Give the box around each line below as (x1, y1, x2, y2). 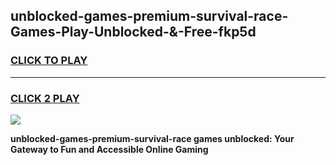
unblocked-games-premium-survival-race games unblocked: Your (10, 132, 295, 144)
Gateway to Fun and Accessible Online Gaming (10, 143, 209, 155)
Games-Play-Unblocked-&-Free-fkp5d (10, 24, 257, 41)
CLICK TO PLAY (10, 54, 88, 68)
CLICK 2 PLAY (10, 91, 80, 105)
